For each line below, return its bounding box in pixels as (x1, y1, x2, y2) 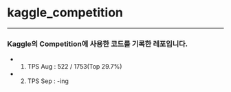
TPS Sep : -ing (27, 77, 69, 85)
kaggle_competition (7, 5, 124, 21)
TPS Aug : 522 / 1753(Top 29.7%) (27, 62, 122, 71)
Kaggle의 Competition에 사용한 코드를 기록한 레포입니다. (7, 39, 188, 49)
